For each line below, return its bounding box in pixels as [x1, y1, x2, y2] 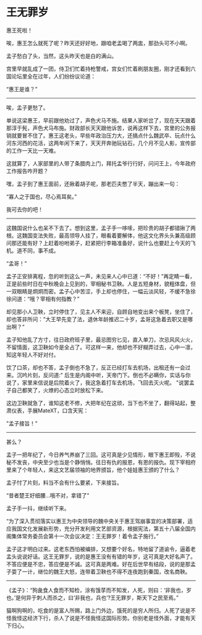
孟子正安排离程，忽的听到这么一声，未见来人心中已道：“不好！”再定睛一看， [6, 272, 195, 279]
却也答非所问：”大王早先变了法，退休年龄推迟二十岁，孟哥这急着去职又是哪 [6, 315, 194, 323]
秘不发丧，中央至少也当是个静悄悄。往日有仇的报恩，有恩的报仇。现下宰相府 [6, 458, 196, 465]
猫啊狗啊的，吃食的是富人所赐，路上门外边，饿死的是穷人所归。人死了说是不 [6, 607, 196, 614]
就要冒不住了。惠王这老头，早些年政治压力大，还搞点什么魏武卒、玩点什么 [11, 132, 196, 139]
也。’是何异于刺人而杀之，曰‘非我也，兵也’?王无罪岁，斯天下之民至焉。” [6, 594, 179, 601]
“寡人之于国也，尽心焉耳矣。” [6, 193, 77, 200]
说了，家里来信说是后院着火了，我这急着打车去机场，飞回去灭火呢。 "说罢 [6, 378, 189, 386]
